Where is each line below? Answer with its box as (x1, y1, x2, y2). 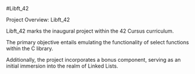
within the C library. (6, 45, 53, 52)
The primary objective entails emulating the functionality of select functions (6, 39, 189, 45)
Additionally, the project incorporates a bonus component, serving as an (6, 57, 181, 63)
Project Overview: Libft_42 (6, 16, 70, 23)
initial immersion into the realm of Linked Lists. (6, 62, 119, 69)
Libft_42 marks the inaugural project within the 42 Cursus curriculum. (6, 27, 174, 34)
